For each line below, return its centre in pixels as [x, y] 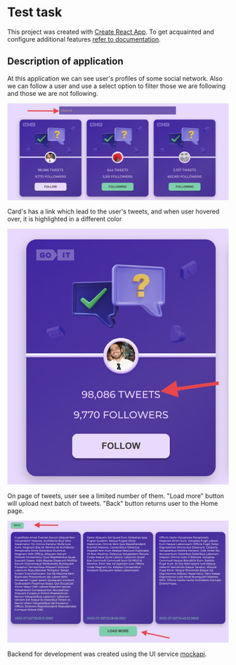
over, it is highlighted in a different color [65, 219]
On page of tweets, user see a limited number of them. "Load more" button [116, 496]
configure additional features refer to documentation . [84, 39]
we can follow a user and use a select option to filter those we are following [117, 86]
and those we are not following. [53, 93]
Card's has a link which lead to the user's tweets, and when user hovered [113, 211]
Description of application [66, 62]
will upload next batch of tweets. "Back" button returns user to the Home [113, 504]
